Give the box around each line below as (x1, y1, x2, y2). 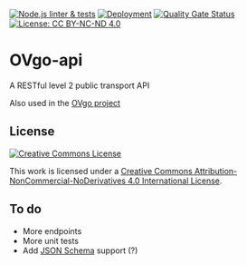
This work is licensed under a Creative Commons (9, 165, 193, 176)
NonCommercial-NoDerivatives (9, 175, 127, 186)
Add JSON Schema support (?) (22, 245, 138, 256)
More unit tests (22, 235, 80, 246)
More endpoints (22, 225, 82, 236)
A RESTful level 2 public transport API (9, 80, 150, 91)
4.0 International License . (128, 175, 223, 186)
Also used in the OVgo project (9, 97, 120, 108)
